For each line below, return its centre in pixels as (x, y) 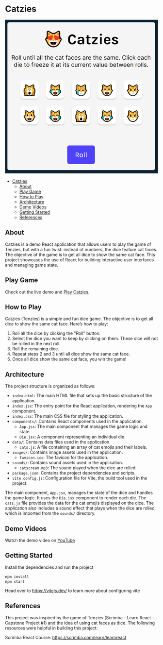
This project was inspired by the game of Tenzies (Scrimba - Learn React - (80, 617)
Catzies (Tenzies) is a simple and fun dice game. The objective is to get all (79, 319)
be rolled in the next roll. (36, 344)
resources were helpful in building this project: (51, 628)
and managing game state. (32, 265)
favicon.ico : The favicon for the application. (64, 458)
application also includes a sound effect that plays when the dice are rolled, (81, 508)
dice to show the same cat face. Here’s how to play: (57, 324)
